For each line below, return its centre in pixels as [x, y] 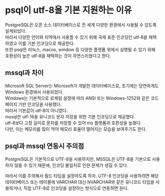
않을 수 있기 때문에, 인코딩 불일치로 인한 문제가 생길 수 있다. [71, 165]
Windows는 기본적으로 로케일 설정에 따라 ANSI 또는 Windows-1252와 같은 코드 [82, 98]
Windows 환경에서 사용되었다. [34, 92]
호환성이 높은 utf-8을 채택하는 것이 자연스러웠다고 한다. [58, 55]
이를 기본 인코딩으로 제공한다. [46, 43]
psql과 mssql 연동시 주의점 [45, 146]
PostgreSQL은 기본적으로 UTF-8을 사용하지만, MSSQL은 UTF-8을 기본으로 [78, 159]
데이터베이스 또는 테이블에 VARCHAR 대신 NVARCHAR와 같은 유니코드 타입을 [80, 182]
